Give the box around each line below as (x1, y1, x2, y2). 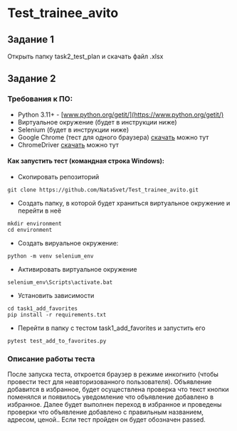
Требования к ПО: (7, 94, 73, 104)
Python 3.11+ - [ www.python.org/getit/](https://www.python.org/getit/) (17, 110, 224, 119)
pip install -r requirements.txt (7, 311, 107, 318)
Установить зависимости (17, 291, 95, 299)
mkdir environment (7, 220, 62, 227)
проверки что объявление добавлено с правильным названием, (7, 408, 204, 417)
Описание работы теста (7, 353, 95, 363)
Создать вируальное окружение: (17, 238, 119, 247)
